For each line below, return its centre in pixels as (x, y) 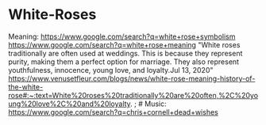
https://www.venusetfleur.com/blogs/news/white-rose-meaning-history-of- (132, 78)
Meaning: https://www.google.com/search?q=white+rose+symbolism (122, 36)
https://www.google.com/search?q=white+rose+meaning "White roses (124, 44)
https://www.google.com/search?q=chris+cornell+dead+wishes (113, 112)
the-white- (26, 87)
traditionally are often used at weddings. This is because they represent (125, 53)
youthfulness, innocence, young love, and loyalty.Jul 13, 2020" (111, 70)
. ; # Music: (148, 104)
